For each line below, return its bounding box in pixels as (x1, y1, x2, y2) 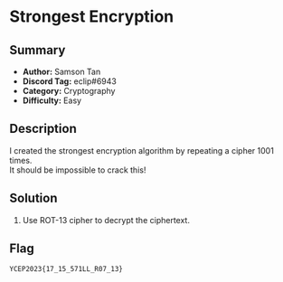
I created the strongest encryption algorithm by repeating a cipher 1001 (9, 145, 274, 155)
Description (9, 121, 77, 136)
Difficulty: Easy (22, 95, 82, 106)
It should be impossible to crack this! (9, 164, 146, 175)
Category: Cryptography (22, 86, 116, 96)
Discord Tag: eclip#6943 (22, 76, 118, 87)
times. (9, 155, 33, 165)
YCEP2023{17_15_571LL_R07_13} (9, 265, 124, 274)
